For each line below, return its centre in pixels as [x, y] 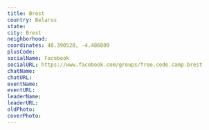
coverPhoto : [24, 116]
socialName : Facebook [38, 58]
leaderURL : [23, 103]
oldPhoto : [21, 109]
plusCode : [21, 52]
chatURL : [20, 77]
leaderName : [24, 97]
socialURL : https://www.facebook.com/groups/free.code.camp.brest [105, 65]
